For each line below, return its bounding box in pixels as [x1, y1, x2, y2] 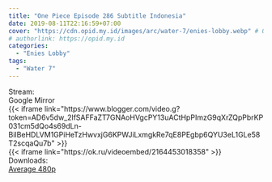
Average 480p [8, 163, 57, 174]
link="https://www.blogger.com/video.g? [44, 104, 181, 113]
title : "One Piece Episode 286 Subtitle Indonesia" [8, 11, 186, 20]
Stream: [8, 87, 35, 96]
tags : [8, 57, 27, 66]
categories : [8, 42, 49, 50]
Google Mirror [8, 95, 55, 105]
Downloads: [8, 155, 49, 165]
